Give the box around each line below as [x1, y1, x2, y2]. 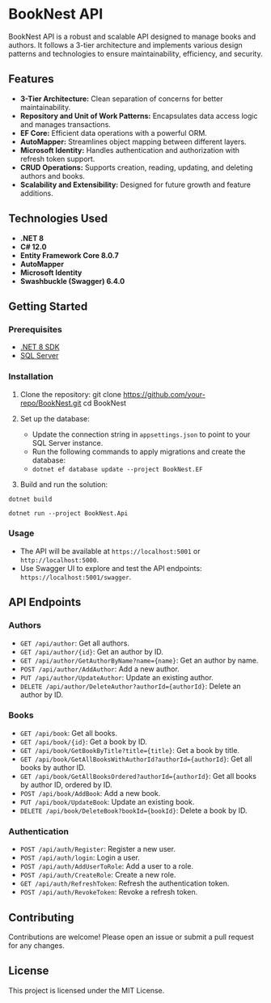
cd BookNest [83, 398, 127, 408]
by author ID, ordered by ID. [19, 780, 112, 789]
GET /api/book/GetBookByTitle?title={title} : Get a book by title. [19, 745, 240, 755]
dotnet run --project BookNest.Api [8, 509, 129, 518]
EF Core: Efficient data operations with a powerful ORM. [19, 128, 208, 138]
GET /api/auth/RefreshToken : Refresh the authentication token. [19, 878, 230, 888]
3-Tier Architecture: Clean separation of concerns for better [19, 94, 223, 104]
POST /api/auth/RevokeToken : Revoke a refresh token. [19, 887, 198, 897]
